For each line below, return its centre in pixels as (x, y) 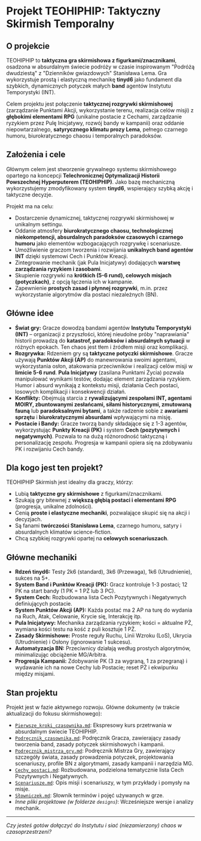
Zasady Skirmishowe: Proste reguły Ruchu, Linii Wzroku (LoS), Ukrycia (103, 636)
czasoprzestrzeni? (29, 832)
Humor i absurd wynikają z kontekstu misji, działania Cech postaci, (97, 385)
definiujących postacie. (44, 604)
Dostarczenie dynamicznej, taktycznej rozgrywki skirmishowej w (95, 218)
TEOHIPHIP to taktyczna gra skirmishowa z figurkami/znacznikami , (92, 60)
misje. (22, 789)
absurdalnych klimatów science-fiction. (63, 532)
